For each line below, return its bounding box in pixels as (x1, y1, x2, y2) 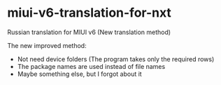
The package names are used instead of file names (17, 62, 166, 70)
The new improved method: (7, 41, 87, 49)
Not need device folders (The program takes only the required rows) (17, 54, 215, 63)
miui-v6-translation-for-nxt (7, 5, 171, 21)
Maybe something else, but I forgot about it (17, 70, 142, 78)
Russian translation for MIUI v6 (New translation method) (7, 28, 171, 36)
